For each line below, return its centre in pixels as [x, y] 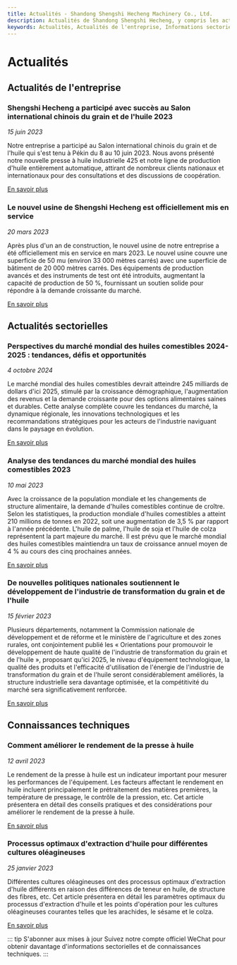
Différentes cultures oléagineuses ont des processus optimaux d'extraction [116, 881]
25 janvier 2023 [30, 868]
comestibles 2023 [39, 469]
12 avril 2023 [26, 761]
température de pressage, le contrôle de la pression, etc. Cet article [105, 797]
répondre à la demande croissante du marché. [74, 290]
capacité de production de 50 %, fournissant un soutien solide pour [105, 283]
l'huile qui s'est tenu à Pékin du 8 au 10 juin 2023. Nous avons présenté [111, 153]
